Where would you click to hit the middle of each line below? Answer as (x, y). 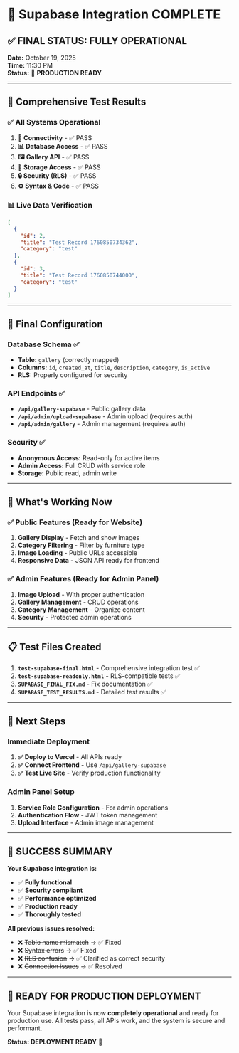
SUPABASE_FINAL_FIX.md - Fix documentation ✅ (85, 684)
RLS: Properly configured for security (73, 375)
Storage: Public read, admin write (67, 473)
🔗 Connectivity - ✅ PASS (55, 137)
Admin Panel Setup (41, 792)
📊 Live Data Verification (50, 205)
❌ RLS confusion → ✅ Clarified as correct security (91, 958)
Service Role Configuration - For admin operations (93, 808)
